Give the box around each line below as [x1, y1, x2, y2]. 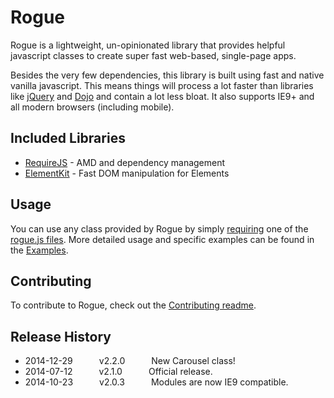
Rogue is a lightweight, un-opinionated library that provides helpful [10, 39, 286, 51]
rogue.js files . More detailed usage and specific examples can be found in [10, 233, 315, 245]
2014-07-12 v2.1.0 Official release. [24, 366, 213, 378]
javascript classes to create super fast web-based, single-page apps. [10, 49, 297, 61]
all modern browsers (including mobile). [10, 101, 175, 113]
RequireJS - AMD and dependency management [24, 156, 226, 168]
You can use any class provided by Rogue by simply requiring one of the [10, 222, 309, 235]
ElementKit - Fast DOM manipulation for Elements [24, 167, 230, 179]
